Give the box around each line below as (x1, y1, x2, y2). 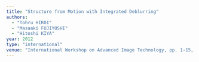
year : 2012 (6, 36, 33, 42)
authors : (6, 14, 28, 20)
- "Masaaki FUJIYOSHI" (11, 25, 68, 31)
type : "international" (6, 42, 63, 48)
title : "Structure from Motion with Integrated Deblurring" (6, 8, 160, 15)
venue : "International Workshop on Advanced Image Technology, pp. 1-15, (6, 47, 194, 53)
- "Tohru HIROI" (11, 19, 52, 25)
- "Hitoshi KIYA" (11, 31, 55, 37)
